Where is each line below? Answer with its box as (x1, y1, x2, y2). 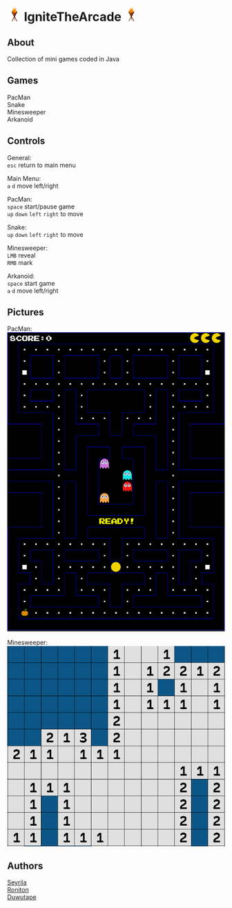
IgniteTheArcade (23, 9, 122, 25)
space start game (7, 279, 55, 287)
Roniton (7, 886, 29, 894)
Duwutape (7, 893, 37, 901)
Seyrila (7, 878, 27, 887)
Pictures (7, 307, 44, 318)
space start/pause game (7, 202, 75, 211)
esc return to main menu (7, 161, 76, 169)
